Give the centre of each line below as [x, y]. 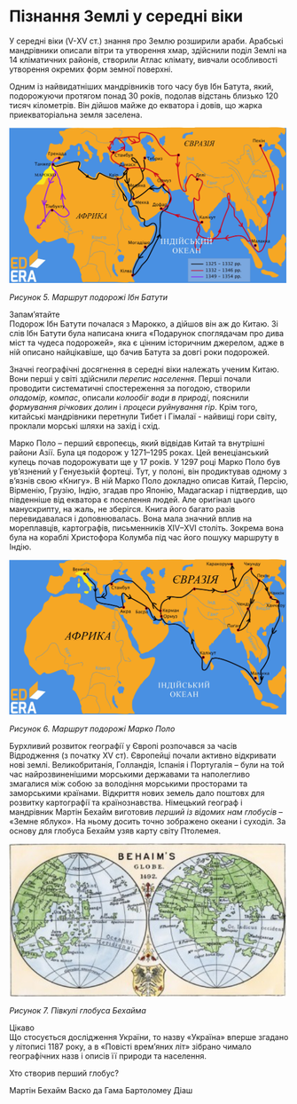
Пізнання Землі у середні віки [126, 16]
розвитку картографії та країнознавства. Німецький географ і [126, 803]
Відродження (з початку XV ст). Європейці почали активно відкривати [143, 755]
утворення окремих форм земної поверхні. [91, 69]
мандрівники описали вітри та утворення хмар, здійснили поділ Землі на [148, 50]
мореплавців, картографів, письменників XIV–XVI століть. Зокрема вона [146, 528]
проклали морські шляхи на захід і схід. [85, 426]
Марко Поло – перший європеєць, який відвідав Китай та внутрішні [137, 443]
